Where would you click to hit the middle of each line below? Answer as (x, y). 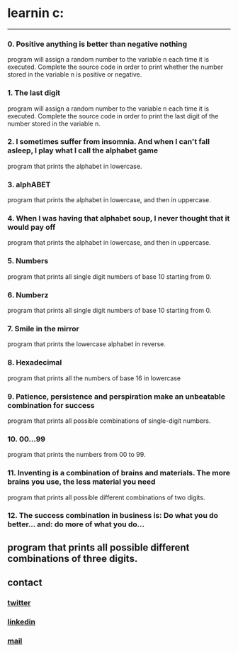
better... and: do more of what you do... (76, 524)
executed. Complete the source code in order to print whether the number (115, 67)
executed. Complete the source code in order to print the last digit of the (113, 116)
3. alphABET (29, 184)
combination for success (51, 405)
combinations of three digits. (73, 558)
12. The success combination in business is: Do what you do (113, 516)
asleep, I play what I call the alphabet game (83, 150)
